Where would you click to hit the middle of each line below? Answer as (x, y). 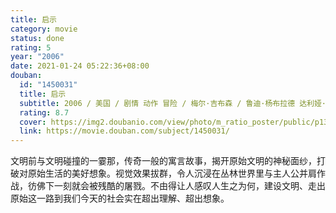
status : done (37, 38)
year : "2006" (37, 57)
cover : (33, 122)
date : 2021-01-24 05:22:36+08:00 (80, 66)
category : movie (44, 29)
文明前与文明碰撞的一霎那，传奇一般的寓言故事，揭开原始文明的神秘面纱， (163, 161)
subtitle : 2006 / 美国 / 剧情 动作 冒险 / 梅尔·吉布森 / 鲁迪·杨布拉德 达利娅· (173, 103)
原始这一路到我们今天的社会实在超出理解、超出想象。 (120, 198)
